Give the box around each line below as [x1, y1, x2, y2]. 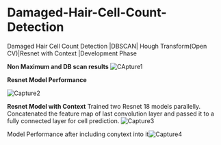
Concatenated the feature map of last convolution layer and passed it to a [7, 109, 214, 118]
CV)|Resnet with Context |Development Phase [7, 49, 137, 57]
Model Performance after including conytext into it [7, 130, 149, 138]
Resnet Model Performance [7, 75, 87, 83]
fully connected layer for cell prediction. [7, 116, 120, 124]
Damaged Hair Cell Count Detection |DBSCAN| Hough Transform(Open [7, 42, 207, 50]
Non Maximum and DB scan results [7, 62, 109, 70]
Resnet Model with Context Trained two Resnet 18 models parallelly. [7, 102, 201, 110]
